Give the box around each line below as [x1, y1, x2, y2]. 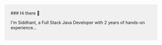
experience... [11, 25, 37, 30]
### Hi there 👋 [11, 10, 40, 16]
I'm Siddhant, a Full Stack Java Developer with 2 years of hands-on [11, 20, 145, 25]
